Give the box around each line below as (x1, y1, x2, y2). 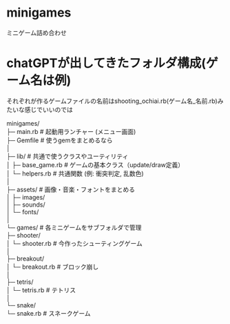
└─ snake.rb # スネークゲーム (6, 309, 91, 317)
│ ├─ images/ (6, 193, 45, 201)
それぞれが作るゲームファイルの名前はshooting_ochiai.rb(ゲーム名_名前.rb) (6, 97, 218, 105)
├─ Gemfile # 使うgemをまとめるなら (6, 136, 113, 144)
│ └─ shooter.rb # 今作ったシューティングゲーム (6, 239, 143, 247)
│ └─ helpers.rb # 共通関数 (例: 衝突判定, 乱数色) (6, 169, 144, 178)
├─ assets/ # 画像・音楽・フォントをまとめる (6, 185, 136, 193)
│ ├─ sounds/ (6, 200, 45, 209)
